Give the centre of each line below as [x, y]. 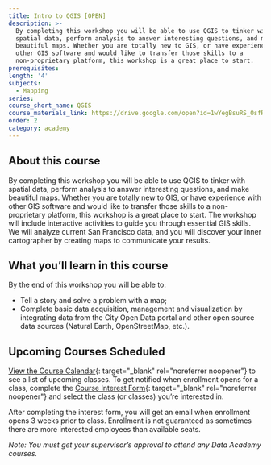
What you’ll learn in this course [88, 266]
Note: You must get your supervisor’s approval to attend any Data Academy [135, 445]
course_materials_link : [48, 114]
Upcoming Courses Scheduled [87, 351]
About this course [54, 161]
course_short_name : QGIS [50, 106]
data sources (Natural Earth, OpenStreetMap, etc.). [104, 326]
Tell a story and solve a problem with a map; [94, 301]
